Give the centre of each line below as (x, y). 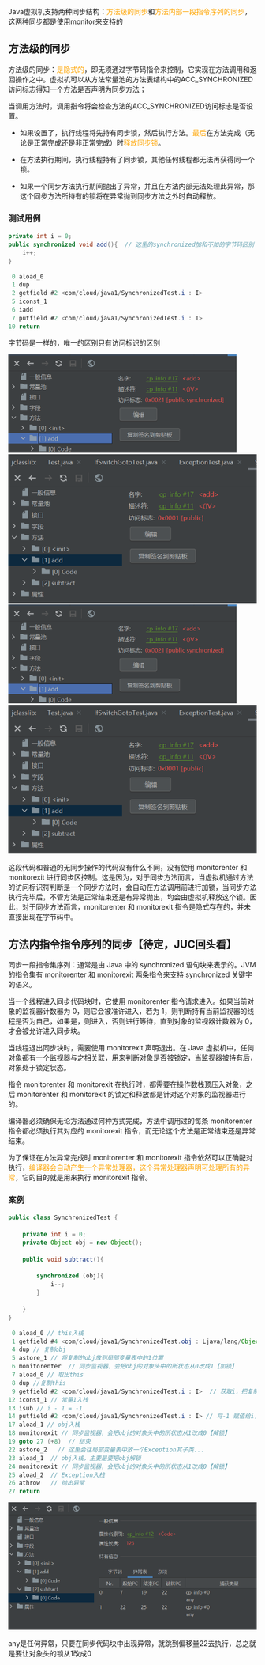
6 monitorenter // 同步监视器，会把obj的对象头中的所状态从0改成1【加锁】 (125, 1367)
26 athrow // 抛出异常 (47, 1483)
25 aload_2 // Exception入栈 (56, 1475)
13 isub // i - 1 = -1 (45, 1408)
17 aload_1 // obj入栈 (44, 1425)
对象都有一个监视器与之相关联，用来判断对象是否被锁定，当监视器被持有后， (132, 1058)
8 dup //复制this (39, 1383)
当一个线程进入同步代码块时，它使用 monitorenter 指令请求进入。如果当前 (128, 1001)
